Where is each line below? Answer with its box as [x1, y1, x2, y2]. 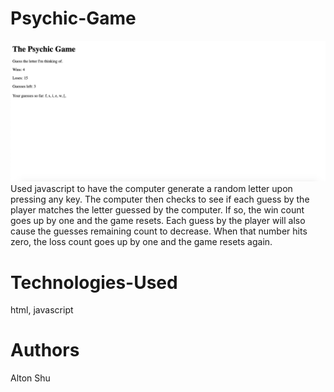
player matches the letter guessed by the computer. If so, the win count [10, 204, 305, 216]
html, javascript [10, 304, 74, 316]
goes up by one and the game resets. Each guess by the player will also [10, 215, 306, 227]
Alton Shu [10, 372, 51, 384]
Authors [10, 339, 80, 362]
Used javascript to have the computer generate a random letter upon [10, 183, 293, 195]
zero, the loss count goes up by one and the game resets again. [10, 236, 273, 248]
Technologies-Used [10, 271, 178, 294]
